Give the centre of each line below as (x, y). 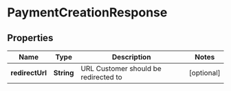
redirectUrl (29, 73)
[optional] (205, 73)
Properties (30, 38)
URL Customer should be (121, 68)
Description (131, 57)
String (64, 73)
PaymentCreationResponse (87, 13)
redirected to (101, 77)
